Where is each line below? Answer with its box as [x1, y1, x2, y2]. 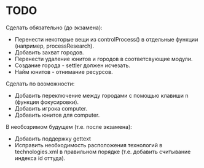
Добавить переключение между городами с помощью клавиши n [14, 92, 189, 99]
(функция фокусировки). [14, 98, 79, 106]
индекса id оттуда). [14, 154, 66, 162]
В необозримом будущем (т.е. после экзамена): [6, 123, 133, 130]
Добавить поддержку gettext [14, 135, 92, 142]
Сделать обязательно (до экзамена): [6, 24, 103, 31]
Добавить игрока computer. [14, 104, 88, 112]
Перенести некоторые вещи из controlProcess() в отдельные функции [14, 35, 198, 43]
